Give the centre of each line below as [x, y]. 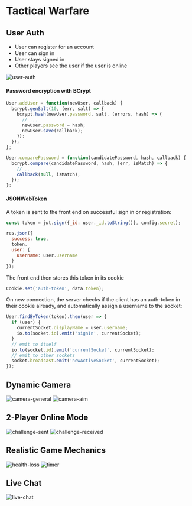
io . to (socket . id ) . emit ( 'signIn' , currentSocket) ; [79, 333]
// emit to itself [34, 344]
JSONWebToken [27, 199]
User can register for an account [54, 47]
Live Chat [24, 483]
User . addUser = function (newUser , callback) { [64, 103]
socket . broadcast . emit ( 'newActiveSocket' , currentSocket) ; [86, 361]
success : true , [30, 239]
